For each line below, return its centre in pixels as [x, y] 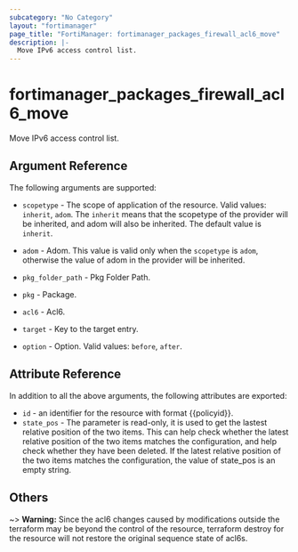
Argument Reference [68, 166]
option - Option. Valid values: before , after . [102, 346]
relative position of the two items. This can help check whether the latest [155, 432]
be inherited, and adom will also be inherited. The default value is [142, 223]
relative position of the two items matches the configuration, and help [149, 441]
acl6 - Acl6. [44, 312]
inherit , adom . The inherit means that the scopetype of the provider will [155, 214]
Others [29, 498]
